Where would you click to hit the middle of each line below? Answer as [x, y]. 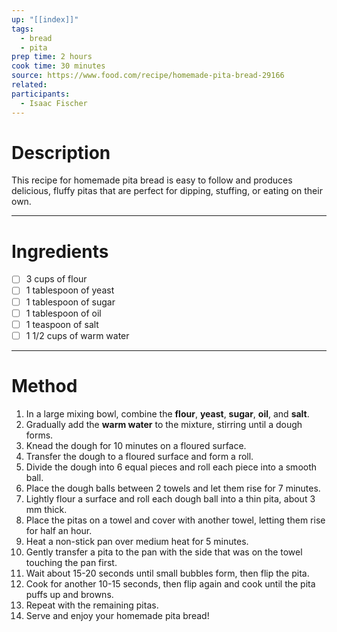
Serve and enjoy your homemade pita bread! [117, 615]
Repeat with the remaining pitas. [92, 605]
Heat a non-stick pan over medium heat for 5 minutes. [137, 541]
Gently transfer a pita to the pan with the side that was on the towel [164, 552]
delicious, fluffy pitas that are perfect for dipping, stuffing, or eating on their [167, 191]
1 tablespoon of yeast [70, 290]
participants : [41, 94]
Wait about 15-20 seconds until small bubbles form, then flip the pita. [167, 573]
